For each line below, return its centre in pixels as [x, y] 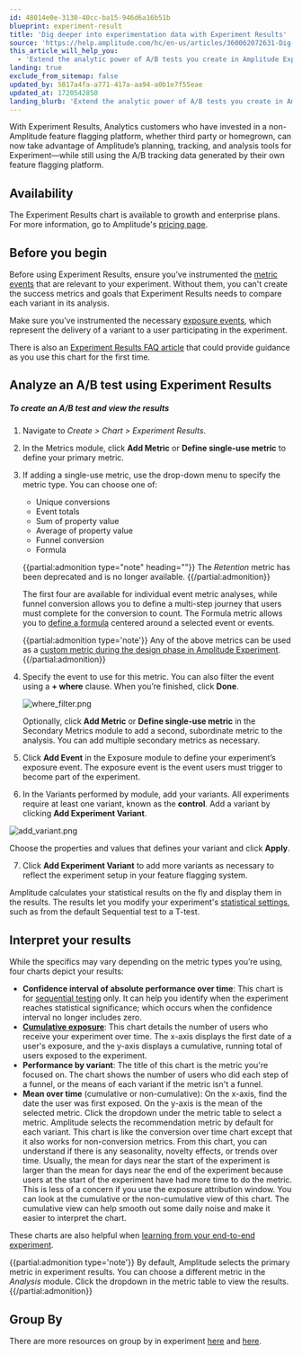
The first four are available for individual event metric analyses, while [150, 594]
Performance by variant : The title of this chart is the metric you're [145, 1065]
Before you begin [58, 253]
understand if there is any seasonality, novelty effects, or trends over [150, 1151]
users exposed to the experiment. [84, 1056]
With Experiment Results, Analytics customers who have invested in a [138, 127]
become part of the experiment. [81, 777]
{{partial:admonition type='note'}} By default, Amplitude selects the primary [150, 1262]
